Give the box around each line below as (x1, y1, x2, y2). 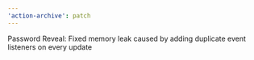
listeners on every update (7, 42, 93, 52)
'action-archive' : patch (7, 11, 91, 20)
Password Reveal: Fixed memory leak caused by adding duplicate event (7, 34, 247, 43)
